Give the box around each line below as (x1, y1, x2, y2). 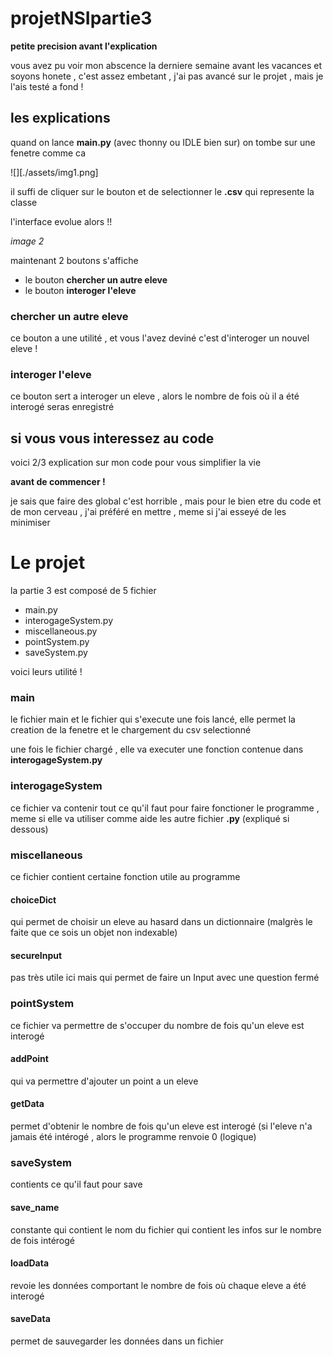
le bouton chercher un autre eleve (24, 273, 168, 286)
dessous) (10, 823, 49, 835)
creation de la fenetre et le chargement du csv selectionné (10, 724, 252, 736)
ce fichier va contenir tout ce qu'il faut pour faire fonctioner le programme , (10, 802, 320, 814)
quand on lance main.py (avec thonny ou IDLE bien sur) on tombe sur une (10, 136, 316, 148)
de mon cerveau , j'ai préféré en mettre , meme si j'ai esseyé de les (10, 506, 287, 518)
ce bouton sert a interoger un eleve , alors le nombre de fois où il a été (10, 390, 300, 402)
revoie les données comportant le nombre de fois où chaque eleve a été (10, 1279, 307, 1291)
